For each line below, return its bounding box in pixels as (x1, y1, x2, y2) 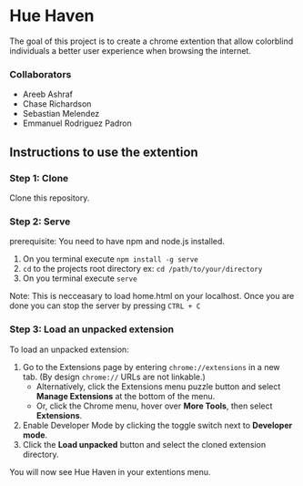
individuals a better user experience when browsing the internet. (9, 45, 252, 56)
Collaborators (9, 67, 72, 80)
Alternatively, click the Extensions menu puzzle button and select (35, 380, 281, 392)
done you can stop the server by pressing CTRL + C (9, 300, 201, 311)
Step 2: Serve (9, 215, 71, 228)
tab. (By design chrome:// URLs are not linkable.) (22, 371, 207, 382)
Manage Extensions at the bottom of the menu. (35, 390, 216, 401)
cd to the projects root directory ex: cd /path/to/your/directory (22, 264, 263, 274)
